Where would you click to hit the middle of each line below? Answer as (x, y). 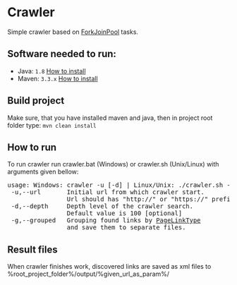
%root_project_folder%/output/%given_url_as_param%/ (89, 274)
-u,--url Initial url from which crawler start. (108, 192)
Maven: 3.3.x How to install (57, 78)
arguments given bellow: (43, 172)
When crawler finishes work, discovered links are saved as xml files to (109, 267)
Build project (36, 101)
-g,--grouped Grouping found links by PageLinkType (106, 220)
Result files (32, 249)
